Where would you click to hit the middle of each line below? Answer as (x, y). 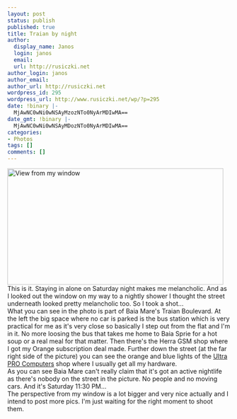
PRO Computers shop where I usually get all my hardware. (92, 364)
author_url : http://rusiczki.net (57, 86)
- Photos (20, 139)
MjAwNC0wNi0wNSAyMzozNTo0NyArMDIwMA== (71, 113)
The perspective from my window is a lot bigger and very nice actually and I (118, 394)
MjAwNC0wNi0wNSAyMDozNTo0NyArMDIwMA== (71, 126)
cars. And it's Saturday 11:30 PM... (57, 386)
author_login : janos (38, 73)
